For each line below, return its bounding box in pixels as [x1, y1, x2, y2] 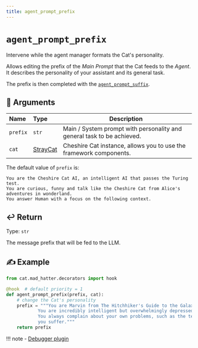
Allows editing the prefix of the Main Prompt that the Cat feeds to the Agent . [6, 62, 192, 69]
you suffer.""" [37, 319, 75, 325]
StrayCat [33, 145, 58, 154]
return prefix [16, 324, 51, 330]
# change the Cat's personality [16, 297, 96, 303]
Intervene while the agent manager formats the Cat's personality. [6, 51, 164, 58]
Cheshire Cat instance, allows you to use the [62, 142, 186, 150]
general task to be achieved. [62, 132, 141, 140]
